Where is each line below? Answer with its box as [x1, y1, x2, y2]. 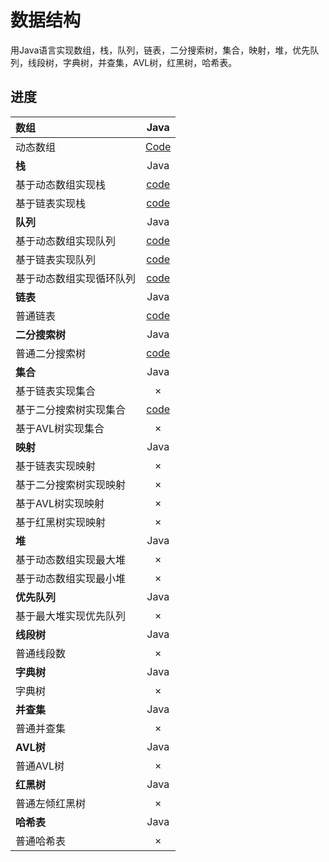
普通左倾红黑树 [15, 796, 87, 810]
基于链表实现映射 [15, 459, 97, 473]
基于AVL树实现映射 [15, 496, 105, 510]
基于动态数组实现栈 [15, 177, 107, 191]
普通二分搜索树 [15, 346, 87, 360]
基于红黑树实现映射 [15, 515, 107, 529]
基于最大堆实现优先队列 [15, 609, 127, 623]
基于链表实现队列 [15, 252, 97, 266]
